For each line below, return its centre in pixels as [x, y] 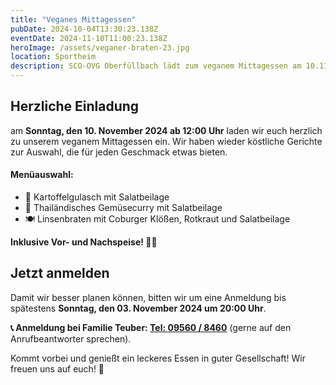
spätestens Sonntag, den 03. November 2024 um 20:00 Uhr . [138, 308]
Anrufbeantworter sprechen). [71, 338]
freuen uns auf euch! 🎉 [57, 368]
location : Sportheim [53, 57]
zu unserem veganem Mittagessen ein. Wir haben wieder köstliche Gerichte [166, 141]
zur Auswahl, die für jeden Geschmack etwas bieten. [119, 152]
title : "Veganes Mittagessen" [73, 19]
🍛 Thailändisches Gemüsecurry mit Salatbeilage [123, 208]
